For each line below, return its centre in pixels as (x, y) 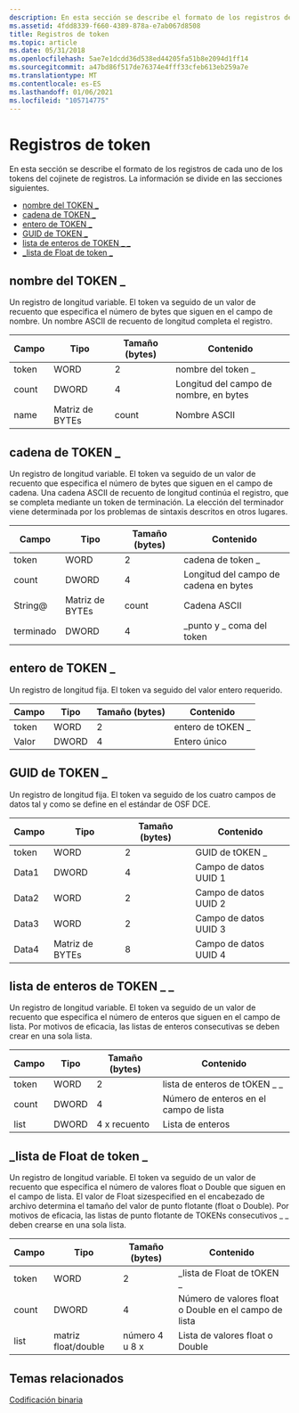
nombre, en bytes (212, 395)
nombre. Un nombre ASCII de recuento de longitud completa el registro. (141, 321)
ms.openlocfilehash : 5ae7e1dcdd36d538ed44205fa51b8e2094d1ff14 (129, 59)
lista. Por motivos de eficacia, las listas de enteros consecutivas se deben (145, 1027)
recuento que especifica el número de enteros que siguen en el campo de (145, 1017)
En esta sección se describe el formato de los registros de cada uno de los (146, 169)
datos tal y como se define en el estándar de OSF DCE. (110, 804)
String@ (31, 605)
